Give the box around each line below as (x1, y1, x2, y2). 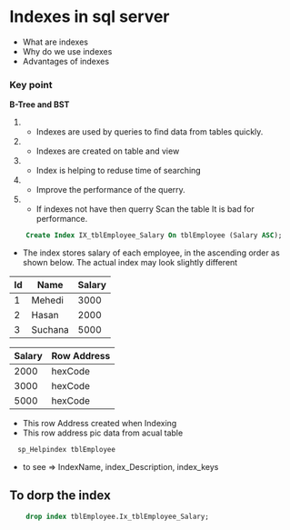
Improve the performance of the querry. (35, 185, 186, 195)
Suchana (31, 324, 70, 336)
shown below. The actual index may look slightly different (22, 257, 238, 268)
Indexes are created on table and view (35, 145, 180, 156)
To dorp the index (9, 488, 111, 504)
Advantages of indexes (22, 55, 110, 66)
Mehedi (31, 294, 64, 306)
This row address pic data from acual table (22, 427, 184, 438)
